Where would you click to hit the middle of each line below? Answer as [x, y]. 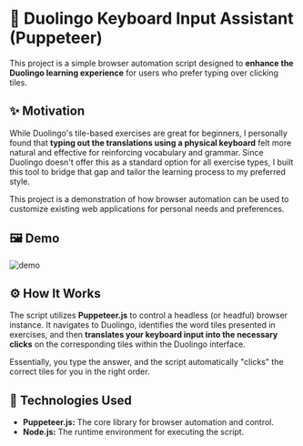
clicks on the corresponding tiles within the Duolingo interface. [127, 344]
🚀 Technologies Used [71, 400]
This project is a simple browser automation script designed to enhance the [151, 63]
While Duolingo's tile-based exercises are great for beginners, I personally [149, 133]
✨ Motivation [47, 111]
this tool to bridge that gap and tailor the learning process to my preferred [148, 171]
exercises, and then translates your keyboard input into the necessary [144, 335]
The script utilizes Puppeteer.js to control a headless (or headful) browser [149, 315]
